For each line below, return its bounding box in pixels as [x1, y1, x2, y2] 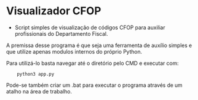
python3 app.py [17, 71, 55, 77]
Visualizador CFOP [6, 4, 102, 18]
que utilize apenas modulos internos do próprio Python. [6, 48, 143, 55]
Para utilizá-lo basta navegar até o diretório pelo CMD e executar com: [6, 60, 179, 67]
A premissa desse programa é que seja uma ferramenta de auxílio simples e [6, 42, 192, 49]
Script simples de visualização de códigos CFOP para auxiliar [14, 24, 165, 31]
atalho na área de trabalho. [6, 87, 73, 95]
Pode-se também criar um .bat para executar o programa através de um [6, 82, 183, 89]
